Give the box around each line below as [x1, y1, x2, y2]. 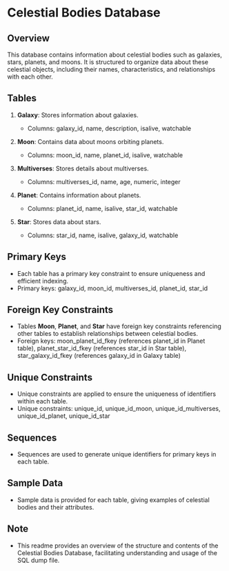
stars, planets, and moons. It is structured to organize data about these [7, 58, 209, 66]
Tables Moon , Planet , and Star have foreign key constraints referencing [17, 322, 222, 330]
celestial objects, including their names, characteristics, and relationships [7, 66, 216, 73]
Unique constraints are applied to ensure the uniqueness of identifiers [17, 390, 216, 398]
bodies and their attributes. [17, 503, 94, 511]
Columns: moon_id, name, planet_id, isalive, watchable [27, 150, 183, 159]
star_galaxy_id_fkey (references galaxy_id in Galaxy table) [17, 352, 181, 360]
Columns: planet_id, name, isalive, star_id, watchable [27, 204, 178, 212]
